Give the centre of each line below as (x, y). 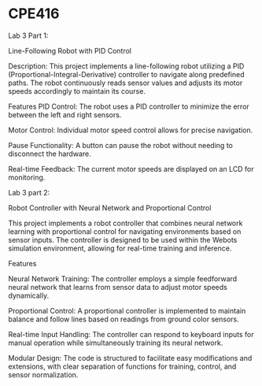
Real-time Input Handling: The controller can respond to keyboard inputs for (131, 334)
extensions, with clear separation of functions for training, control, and (122, 366)
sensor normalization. (43, 374)
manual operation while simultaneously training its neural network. (116, 343)
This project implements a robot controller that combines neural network (125, 223)
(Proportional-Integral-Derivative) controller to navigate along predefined (127, 74)
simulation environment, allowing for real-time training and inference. (120, 248)
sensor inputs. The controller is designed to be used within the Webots (123, 239)
